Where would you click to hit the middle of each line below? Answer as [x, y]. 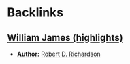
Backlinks [35, 13]
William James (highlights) [65, 38]
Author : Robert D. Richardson [59, 54]
